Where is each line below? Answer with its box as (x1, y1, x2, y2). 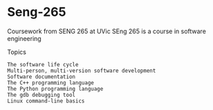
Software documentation (7, 73, 76, 80)
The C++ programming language (7, 79, 95, 86)
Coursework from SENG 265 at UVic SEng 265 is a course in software (7, 27, 206, 35)
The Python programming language (7, 85, 104, 92)
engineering (7, 34, 41, 42)
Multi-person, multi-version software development (7, 67, 156, 74)
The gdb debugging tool (7, 91, 76, 98)
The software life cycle (7, 61, 79, 68)
